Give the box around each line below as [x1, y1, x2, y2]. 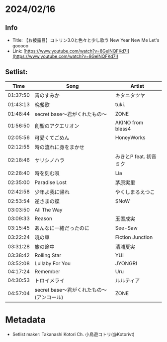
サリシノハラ [34, 157, 65, 164]
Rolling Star [34, 252, 62, 259]
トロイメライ [34, 277, 65, 284]
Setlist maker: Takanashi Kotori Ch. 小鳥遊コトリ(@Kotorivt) [12, 331, 135, 337]
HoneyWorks [115, 134, 146, 141]
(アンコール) [34, 294, 64, 301]
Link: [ [12, 48, 26, 54]
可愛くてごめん [34, 134, 70, 141]
